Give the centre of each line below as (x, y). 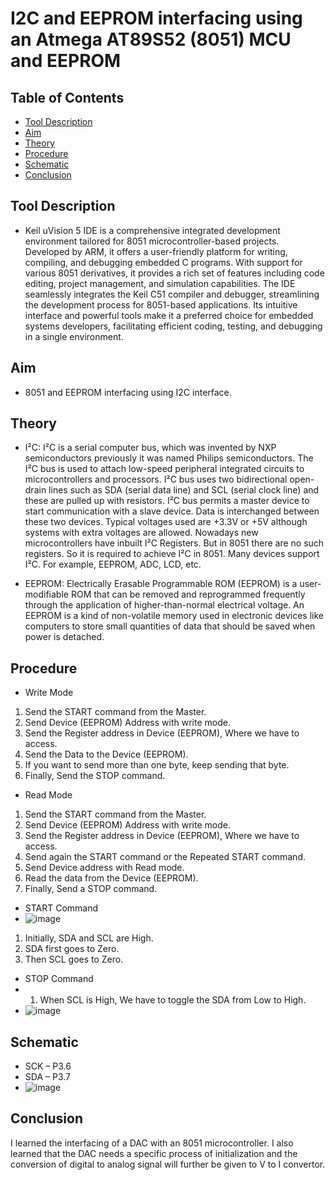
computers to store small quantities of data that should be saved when (170, 626)
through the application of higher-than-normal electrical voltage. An (164, 605)
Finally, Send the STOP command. (95, 776)
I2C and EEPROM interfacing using (156, 18)
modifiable (46, 594)
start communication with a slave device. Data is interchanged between (172, 511)
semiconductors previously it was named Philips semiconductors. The (169, 458)
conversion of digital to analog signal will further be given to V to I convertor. (168, 1164)
